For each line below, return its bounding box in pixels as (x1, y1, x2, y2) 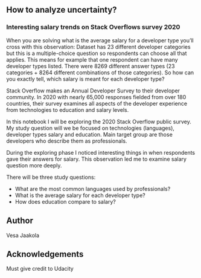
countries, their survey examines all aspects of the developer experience (6, 100, 188, 107)
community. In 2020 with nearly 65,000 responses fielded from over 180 (6, 93, 187, 100)
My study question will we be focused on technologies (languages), (6, 124, 175, 132)
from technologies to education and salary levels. (6, 106, 129, 114)
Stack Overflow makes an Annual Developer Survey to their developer (6, 87, 180, 94)
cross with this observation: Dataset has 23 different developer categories (6, 43, 191, 50)
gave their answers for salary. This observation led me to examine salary (6, 155, 187, 163)
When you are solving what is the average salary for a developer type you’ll (6, 36, 194, 44)
